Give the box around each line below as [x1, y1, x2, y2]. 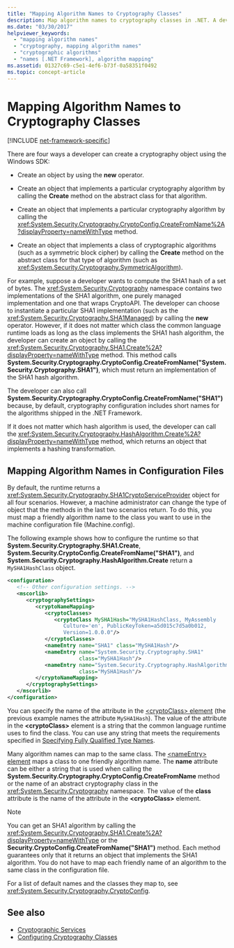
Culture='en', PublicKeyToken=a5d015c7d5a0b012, [63, 622, 208, 630]
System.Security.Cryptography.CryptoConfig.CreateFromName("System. [7, 359, 227, 367]
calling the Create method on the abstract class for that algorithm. [17, 192, 208, 200]
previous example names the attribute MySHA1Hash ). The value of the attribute [7, 714, 227, 722]
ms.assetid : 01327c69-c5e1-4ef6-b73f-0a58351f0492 [7, 62, 157, 69]
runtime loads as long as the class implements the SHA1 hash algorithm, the [7, 329, 225, 337]
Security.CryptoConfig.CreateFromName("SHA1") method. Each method [7, 843, 221, 852]
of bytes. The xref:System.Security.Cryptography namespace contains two [7, 284, 222, 293]
